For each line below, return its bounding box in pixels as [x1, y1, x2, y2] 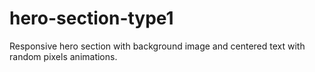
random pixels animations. [9, 50, 118, 62]
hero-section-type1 [9, 7, 174, 30]
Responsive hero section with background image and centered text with [9, 40, 306, 52]
